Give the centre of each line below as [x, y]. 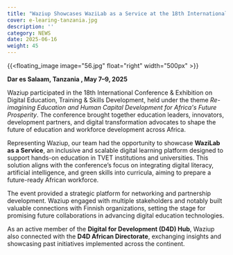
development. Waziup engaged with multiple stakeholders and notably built [115, 201]
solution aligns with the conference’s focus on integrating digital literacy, [110, 165]
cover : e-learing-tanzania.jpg [52, 20]
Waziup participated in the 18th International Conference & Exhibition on [110, 92]
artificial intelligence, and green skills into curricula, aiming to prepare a [109, 172]
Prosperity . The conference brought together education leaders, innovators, [115, 115]
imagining [21, 107]
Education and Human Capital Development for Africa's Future [127, 107]
